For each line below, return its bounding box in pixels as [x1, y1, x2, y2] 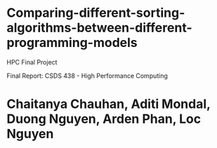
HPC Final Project [6, 58, 58, 66]
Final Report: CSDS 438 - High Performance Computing [6, 72, 168, 80]
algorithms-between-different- [6, 20, 192, 36]
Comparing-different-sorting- [6, 5, 185, 21]
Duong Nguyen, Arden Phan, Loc [6, 111, 202, 127]
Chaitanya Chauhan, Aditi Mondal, [6, 96, 211, 112]
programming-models [6, 35, 138, 51]
